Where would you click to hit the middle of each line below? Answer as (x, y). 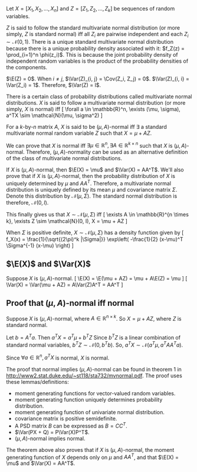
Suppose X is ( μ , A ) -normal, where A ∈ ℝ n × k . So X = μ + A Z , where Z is (94, 318)
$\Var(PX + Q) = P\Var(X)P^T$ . (52, 432)
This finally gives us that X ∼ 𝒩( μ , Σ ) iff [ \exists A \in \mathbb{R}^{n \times (97, 214)
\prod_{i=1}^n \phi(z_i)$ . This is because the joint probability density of (92, 54)
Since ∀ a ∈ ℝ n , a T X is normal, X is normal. (58, 357)
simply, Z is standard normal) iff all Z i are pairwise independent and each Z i (97, 35)
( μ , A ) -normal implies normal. (50, 438)
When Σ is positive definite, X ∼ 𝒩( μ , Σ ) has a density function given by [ (95, 232)
